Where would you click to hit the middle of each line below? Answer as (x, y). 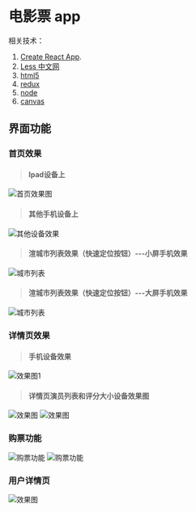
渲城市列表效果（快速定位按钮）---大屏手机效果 (108, 293)
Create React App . (51, 57)
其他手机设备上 (53, 214)
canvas (32, 101)
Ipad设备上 (47, 174)
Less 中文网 (40, 66)
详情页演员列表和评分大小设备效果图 (89, 396)
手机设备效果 (49, 356)
